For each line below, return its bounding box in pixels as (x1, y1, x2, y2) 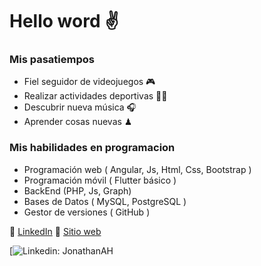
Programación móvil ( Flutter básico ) (23, 174, 177, 186)
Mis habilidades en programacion (9, 141, 176, 155)
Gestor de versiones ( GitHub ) (23, 206, 151, 218)
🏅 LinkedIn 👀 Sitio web (9, 225, 102, 237)
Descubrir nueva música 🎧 (23, 101, 137, 113)
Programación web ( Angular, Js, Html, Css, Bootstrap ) (23, 163, 252, 175)
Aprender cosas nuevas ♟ (23, 116, 133, 128)
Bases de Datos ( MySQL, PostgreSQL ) (23, 195, 187, 207)
